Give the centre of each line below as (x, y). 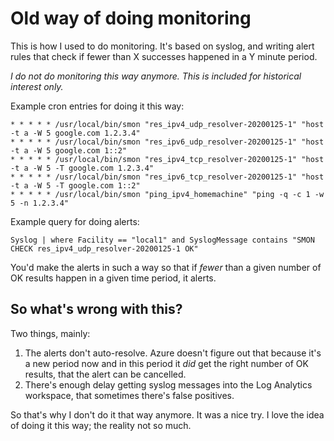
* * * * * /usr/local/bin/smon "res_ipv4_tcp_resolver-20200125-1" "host (167, 159)
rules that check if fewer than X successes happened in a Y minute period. (164, 56)
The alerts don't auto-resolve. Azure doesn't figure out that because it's (173, 353)
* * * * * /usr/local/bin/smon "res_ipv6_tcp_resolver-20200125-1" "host (167, 177)
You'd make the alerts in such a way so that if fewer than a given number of (166, 267)
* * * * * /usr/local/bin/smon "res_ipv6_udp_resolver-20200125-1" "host (167, 142)
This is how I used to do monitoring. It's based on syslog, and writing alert (162, 46)
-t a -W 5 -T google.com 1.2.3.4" (82, 168)
